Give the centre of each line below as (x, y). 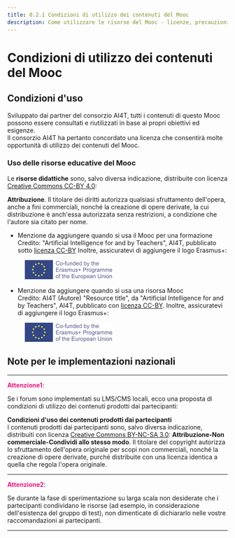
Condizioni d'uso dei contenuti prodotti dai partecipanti (90, 420)
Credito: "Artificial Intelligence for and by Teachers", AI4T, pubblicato (117, 242)
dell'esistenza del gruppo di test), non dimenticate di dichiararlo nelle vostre (116, 513)
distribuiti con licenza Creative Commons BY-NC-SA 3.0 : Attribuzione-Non (116, 434)
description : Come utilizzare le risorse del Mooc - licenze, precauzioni (119, 22)
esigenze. (21, 130)
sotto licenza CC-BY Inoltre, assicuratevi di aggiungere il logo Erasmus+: (122, 250)
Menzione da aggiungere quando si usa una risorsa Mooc (100, 290)
